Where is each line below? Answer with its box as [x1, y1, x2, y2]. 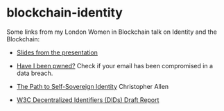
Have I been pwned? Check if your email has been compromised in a [16, 61, 213, 70]
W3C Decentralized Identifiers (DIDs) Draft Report [16, 95, 160, 104]
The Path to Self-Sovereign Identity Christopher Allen [16, 82, 169, 90]
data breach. [16, 69, 53, 77]
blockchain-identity [6, 5, 123, 21]
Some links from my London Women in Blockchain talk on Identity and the [6, 28, 218, 36]
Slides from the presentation [16, 48, 98, 57]
